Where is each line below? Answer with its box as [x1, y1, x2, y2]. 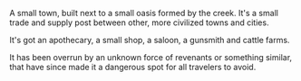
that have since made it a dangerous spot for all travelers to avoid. [9, 62, 257, 72]
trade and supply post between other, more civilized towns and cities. [9, 17, 269, 28]
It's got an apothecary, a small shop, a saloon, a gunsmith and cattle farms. [9, 35, 290, 45]
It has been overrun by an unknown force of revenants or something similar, [9, 52, 293, 62]
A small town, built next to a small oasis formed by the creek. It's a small [9, 8, 279, 18]
